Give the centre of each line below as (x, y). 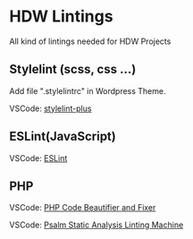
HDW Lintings (61, 17)
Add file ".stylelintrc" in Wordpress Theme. (88, 90)
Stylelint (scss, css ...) (73, 69)
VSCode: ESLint (38, 158)
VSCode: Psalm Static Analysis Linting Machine (96, 225)
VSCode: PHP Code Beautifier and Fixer (83, 208)
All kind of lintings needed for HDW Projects (90, 41)
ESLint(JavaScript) (63, 137)
